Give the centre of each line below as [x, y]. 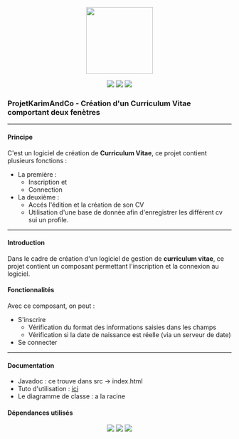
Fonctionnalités [31, 290]
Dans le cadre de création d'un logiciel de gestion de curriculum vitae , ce [116, 258]
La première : [37, 174]
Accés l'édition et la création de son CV [86, 205]
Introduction [26, 243]
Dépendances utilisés [40, 413]
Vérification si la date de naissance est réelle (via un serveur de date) [129, 334]
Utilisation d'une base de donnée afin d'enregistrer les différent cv [125, 212]
